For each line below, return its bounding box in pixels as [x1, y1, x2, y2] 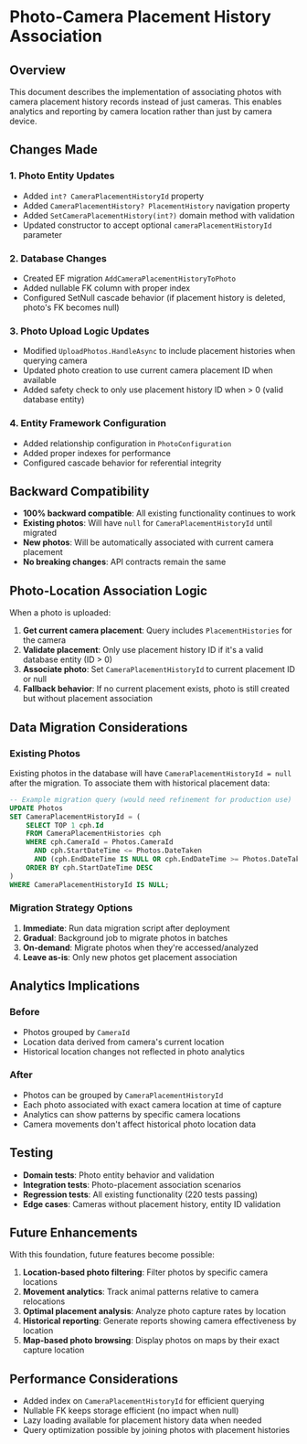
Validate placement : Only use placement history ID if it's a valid [22, 645, 264, 656]
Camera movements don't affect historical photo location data [22, 1118, 257, 1129]
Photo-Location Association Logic [9, 583, 208, 598]
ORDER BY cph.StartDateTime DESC [26, 862, 153, 872]
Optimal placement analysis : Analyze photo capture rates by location [22, 1306, 286, 1317]
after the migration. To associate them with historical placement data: [9, 777, 270, 788]
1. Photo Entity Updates [9, 169, 115, 182]
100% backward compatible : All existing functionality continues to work [22, 508, 297, 519]
